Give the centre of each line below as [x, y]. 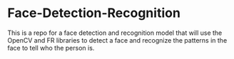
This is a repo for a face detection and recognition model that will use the [115, 33]
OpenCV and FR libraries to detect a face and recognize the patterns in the [117, 40]
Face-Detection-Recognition [94, 13]
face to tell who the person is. [51, 48]
